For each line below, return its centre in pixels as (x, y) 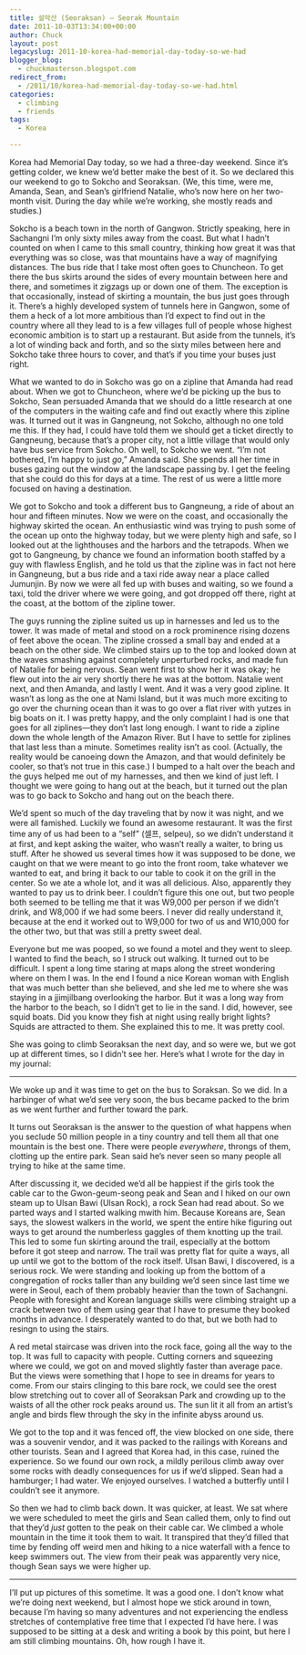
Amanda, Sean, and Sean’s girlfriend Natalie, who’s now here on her (137, 191)
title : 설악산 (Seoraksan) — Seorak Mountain (94, 18)
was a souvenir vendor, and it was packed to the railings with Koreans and (148, 1442)
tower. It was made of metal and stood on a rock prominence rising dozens (150, 630)
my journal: (31, 1063)
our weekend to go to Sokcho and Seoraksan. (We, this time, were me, (142, 182)
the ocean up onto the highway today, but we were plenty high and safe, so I (153, 535)
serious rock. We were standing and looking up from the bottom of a (138, 1271)
